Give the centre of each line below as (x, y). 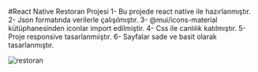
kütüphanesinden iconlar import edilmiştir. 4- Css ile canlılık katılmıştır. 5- (127, 28)
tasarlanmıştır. (31, 45)
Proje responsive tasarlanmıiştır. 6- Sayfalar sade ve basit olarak (112, 36)
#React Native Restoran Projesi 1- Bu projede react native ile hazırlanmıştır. (129, 11)
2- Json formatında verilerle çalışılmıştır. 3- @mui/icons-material (113, 20)
